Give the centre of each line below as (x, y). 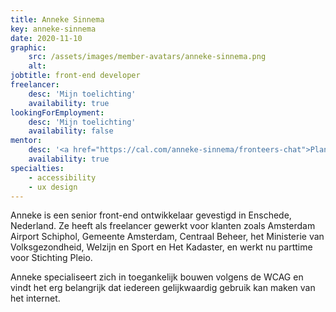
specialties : (37, 168)
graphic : (28, 47)
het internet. (35, 298)
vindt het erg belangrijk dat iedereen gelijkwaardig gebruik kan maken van (163, 288)
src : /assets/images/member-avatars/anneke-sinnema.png (147, 57)
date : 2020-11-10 (46, 38)
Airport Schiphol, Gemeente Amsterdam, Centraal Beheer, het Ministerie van (167, 237)
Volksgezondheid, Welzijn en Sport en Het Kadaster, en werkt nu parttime (161, 247)
